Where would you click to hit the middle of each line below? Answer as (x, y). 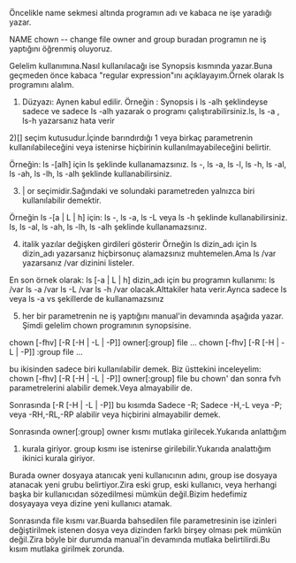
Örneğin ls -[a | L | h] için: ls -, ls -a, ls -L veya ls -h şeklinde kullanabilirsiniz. (148, 217)
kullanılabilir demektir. (61, 200)
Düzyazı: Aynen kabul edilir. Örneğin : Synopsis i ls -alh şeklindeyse (144, 102)
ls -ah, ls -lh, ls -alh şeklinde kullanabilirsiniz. (91, 174)
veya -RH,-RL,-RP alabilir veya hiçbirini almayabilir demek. (115, 414)
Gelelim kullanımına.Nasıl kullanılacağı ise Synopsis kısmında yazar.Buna (141, 66)
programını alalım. (42, 85)
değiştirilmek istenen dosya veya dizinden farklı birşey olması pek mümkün (145, 530)
